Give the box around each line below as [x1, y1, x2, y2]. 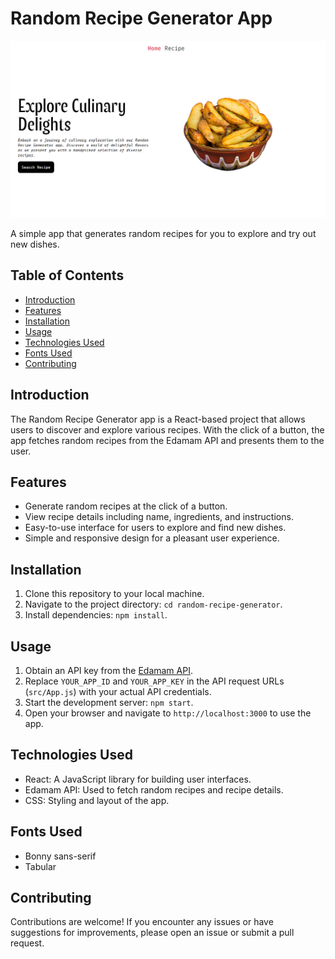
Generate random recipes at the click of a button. [24, 500, 228, 512]
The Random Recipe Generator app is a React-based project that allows [10, 413, 306, 425]
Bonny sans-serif [24, 850, 97, 862]
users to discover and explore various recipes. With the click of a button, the [10, 423, 325, 436]
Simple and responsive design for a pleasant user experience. [24, 532, 280, 544]
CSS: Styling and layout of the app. [24, 794, 170, 806]
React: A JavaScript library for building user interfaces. [24, 773, 252, 785]
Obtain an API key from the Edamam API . [24, 665, 193, 676]
